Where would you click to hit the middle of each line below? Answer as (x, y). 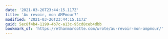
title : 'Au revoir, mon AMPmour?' (42, 15)
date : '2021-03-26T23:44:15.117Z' (42, 10)
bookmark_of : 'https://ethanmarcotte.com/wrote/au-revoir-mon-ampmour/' (85, 29)
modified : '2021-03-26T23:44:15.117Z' (47, 19)
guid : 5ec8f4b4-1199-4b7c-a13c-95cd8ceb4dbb (54, 24)
